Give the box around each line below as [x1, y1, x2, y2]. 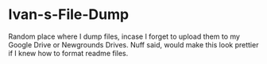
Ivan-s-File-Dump [8, 6, 130, 24]
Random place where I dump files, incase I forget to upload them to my [8, 32, 241, 41]
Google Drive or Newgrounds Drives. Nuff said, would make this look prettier [8, 40, 259, 49]
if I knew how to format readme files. [8, 48, 129, 58]
